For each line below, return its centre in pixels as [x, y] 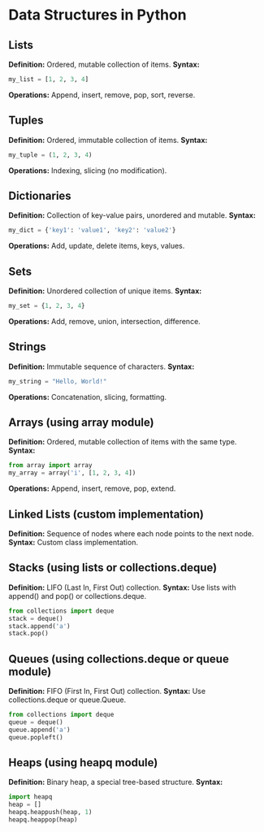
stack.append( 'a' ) [39, 626]
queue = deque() [36, 722]
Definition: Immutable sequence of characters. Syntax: [102, 366]
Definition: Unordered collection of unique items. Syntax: [105, 291]
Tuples [26, 121]
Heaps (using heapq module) [83, 763]
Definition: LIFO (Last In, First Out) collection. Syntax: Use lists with [122, 587]
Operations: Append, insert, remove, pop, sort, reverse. [102, 94]
